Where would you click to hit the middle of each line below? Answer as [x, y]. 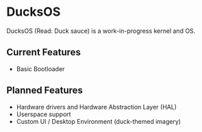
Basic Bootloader [40, 68]
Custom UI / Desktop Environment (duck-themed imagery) [99, 121]
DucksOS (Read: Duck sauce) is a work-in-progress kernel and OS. [101, 31]
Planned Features [45, 91]
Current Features [44, 52]
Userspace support [43, 114]
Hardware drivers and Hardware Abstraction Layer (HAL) [97, 107]
